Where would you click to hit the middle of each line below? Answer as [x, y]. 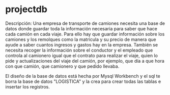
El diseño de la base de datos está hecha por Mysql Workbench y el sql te [83, 76]
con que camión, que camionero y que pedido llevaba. [62, 66]
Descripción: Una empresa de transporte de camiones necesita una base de [85, 23]
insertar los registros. [27, 86]
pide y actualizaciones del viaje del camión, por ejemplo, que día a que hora [85, 61]
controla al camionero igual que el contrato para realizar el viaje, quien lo [81, 55]
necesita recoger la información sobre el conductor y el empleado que [79, 50]
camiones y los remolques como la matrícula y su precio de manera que [81, 39]
